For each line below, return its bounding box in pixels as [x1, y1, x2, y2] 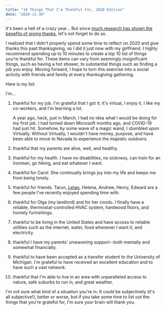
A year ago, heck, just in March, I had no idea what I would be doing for [12, 115, 158, 121]
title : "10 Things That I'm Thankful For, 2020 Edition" [5, 7, 125, 12]
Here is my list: [5, 81, 36, 87]
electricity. [12, 229, 34, 235]
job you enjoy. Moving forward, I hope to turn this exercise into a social [5, 66, 149, 72]
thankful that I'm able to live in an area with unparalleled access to [12, 274, 147, 279]
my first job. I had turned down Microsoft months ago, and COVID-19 [12, 120, 152, 126]
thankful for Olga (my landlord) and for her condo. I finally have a [12, 199, 144, 205]
